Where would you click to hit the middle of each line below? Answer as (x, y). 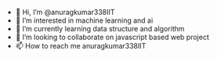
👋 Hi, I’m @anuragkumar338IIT (65, 12)
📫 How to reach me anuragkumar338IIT (81, 46)
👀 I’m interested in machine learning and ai (84, 20)
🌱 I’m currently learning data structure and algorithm (100, 29)
